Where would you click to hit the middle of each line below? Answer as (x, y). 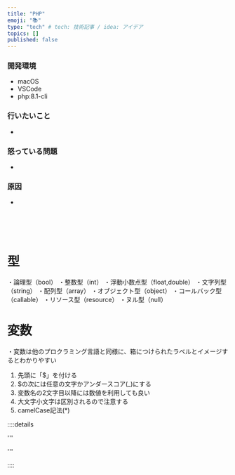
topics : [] (23, 33)
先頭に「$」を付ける (47, 375)
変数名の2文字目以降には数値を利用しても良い (84, 393)
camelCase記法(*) (43, 410)
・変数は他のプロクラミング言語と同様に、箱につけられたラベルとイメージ (115, 351)
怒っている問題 (32, 151)
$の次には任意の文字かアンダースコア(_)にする (85, 384)
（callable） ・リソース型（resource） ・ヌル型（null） (87, 300)
